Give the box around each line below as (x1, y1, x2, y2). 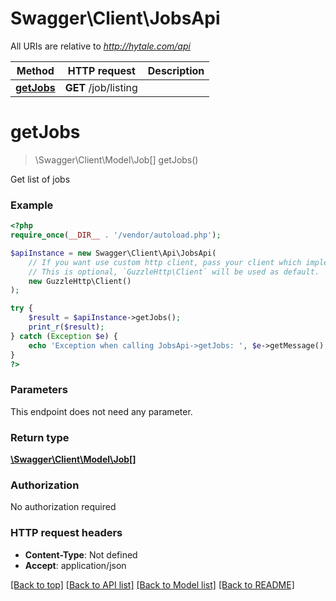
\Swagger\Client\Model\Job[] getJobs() (34, 153, 199, 166)
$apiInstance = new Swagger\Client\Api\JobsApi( (10, 248, 217, 258)
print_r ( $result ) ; (28, 322, 105, 332)
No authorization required (10, 501, 117, 513)
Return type (10, 430, 70, 444)
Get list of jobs (10, 173, 71, 185)
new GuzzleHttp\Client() (28, 276, 132, 286)
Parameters (10, 383, 68, 397)
